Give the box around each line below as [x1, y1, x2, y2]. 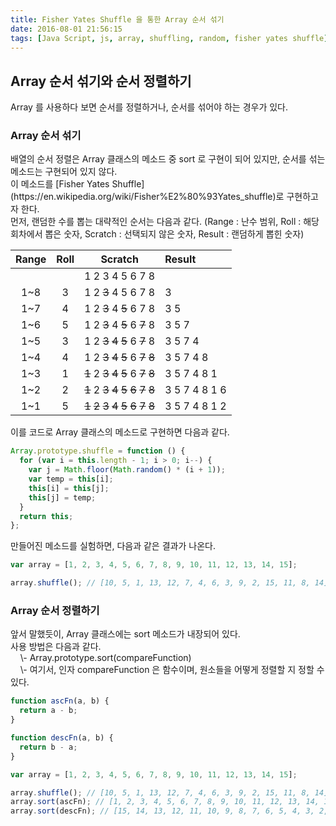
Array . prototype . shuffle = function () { [10, 446, 186, 456]
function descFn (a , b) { [10, 733, 114, 743]
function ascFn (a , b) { [10, 696, 110, 706]
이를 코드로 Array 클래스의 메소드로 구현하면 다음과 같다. [10, 426, 230, 438]
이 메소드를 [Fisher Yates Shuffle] [10, 178, 145, 190]
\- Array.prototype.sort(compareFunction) [19, 652, 192, 664]
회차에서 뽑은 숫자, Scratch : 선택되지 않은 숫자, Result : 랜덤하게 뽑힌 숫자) [10, 228, 305, 240]
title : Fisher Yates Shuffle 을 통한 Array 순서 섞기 [10, 14, 225, 25]
